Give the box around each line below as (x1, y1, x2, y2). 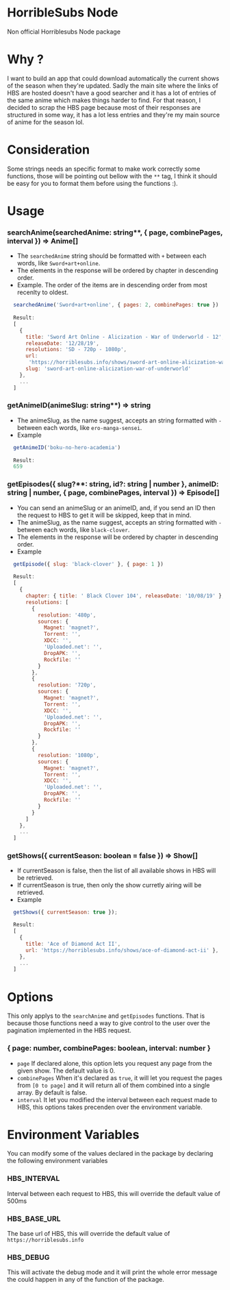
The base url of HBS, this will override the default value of (7, 1230, 170, 1238)
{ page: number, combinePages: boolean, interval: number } (7, 1044, 211, 1053)
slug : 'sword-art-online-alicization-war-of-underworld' (25, 366, 192, 372)
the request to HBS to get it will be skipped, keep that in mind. (16, 511, 192, 519)
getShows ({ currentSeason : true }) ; (13, 909, 118, 916)
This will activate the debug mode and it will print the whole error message (7, 1268, 218, 1276)
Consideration (7, 142, 90, 158)
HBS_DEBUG (7, 1253, 50, 1262)
